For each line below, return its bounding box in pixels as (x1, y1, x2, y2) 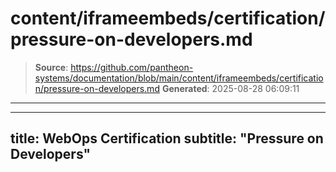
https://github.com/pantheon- (70, 61, 194, 73)
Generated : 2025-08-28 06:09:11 (161, 82, 300, 94)
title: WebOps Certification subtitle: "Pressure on (10, 130, 324, 147)
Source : (34, 61, 69, 73)
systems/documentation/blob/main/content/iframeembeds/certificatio (34, 72, 324, 84)
